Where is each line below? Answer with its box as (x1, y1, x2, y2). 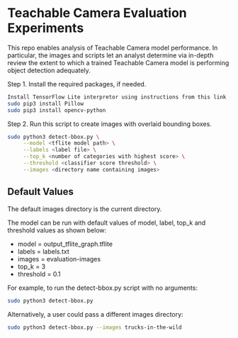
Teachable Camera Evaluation (7, 5, 188, 21)
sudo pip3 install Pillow (7, 100, 84, 107)
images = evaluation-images (17, 254, 101, 263)
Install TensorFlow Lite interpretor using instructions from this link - (7, 94, 233, 101)
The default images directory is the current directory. (7, 204, 162, 213)
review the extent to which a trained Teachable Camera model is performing (7, 58, 229, 67)
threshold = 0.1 (17, 269, 62, 278)
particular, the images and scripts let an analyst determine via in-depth (7, 51, 214, 60)
